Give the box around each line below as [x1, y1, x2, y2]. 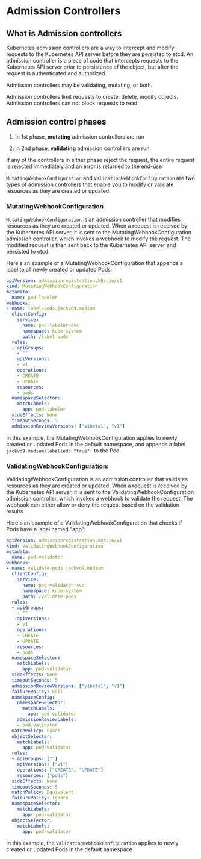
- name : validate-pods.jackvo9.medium [6, 565, 104, 572]
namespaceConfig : [11, 694, 55, 700]
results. [6, 508, 25, 515]
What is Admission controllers [6, 28, 122, 39]
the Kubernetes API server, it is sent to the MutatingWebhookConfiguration [6, 229, 191, 236]
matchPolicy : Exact [11, 728, 61, 734]
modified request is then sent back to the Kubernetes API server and [6, 242, 176, 249]
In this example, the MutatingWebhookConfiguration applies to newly [6, 434, 178, 441]
